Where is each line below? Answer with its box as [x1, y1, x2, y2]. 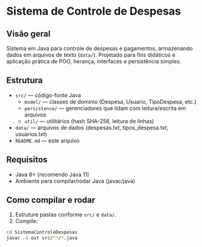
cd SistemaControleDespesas [6, 229, 78, 235]
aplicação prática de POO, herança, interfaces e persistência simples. [6, 58, 182, 65]
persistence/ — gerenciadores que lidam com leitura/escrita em [24, 104, 186, 112]
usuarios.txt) [15, 130, 48, 138]
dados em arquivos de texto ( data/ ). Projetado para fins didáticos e [6, 51, 176, 59]
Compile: [15, 218, 38, 225]
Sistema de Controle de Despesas [6, 4, 181, 18]
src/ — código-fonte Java [15, 91, 81, 99]
